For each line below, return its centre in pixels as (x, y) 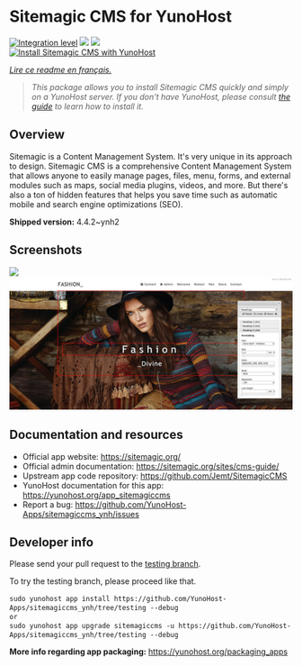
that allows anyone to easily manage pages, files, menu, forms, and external (150, 175)
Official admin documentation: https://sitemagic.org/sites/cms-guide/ (151, 466)
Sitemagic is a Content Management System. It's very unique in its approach (151, 156)
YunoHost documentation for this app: (93, 485)
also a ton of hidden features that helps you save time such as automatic (144, 195)
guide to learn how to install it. (87, 106)
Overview (37, 135)
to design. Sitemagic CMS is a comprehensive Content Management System (151, 166)
